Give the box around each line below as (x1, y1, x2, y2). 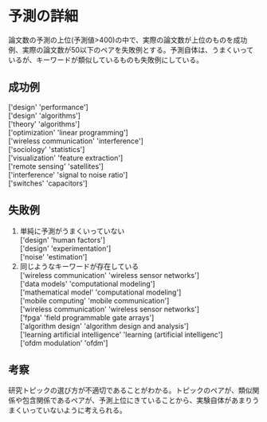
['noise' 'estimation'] (19, 252, 88, 261)
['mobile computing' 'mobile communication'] (19, 295, 170, 305)
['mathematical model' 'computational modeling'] (19, 287, 182, 297)
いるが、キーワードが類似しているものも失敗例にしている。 (8, 55, 203, 64)
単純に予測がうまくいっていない (19, 226, 125, 236)
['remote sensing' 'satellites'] (8, 161, 104, 171)
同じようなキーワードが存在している (19, 261, 139, 271)
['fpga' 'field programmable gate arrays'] (19, 312, 155, 322)
